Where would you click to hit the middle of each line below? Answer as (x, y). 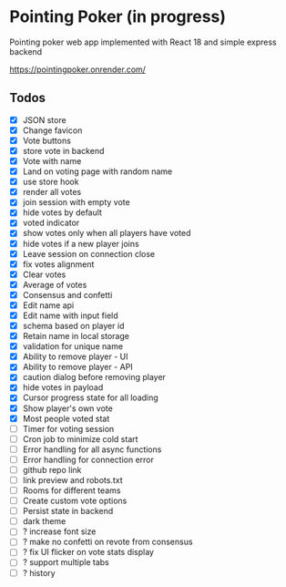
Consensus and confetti (67, 294)
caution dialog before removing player (94, 377)
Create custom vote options (75, 501)
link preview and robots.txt (72, 479)
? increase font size (59, 531)
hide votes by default (62, 212)
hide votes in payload (63, 387)
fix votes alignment (58, 264)
